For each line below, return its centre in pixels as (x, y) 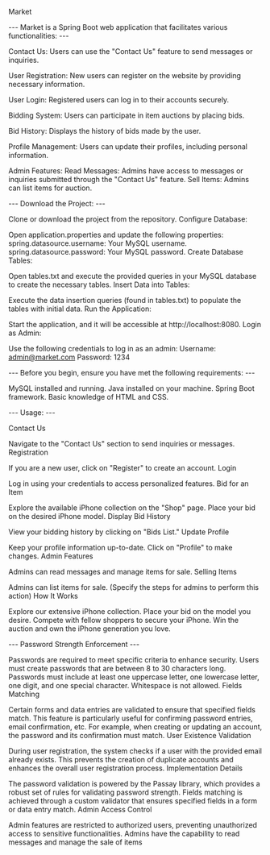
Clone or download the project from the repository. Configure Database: (128, 219)
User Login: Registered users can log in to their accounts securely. (119, 100)
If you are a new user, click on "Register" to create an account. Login (123, 468)
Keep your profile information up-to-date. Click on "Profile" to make (120, 548)
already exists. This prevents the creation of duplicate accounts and (121, 760)
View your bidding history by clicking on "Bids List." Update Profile (119, 532)
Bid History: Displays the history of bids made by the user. (105, 131)
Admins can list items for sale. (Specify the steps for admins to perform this (134, 587)
